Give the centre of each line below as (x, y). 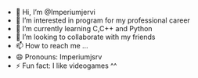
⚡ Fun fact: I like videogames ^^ (66, 66)
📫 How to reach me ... (52, 46)
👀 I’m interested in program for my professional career (103, 20)
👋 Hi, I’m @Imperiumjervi (55, 12)
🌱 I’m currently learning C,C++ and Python (84, 28)
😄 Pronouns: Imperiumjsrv (59, 57)
